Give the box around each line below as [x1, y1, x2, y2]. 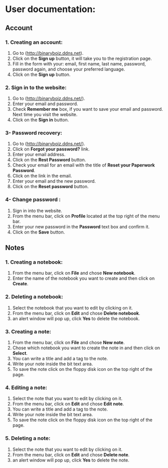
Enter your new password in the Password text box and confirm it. [12, 223, 150, 229]
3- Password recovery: [5, 129, 63, 136]
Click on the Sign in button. [12, 117, 69, 123]
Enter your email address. [12, 151, 66, 158]
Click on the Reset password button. [12, 184, 89, 190]
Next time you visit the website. [12, 112, 78, 118]
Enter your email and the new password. [12, 178, 96, 184]
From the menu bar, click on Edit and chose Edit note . [12, 401, 124, 407]
